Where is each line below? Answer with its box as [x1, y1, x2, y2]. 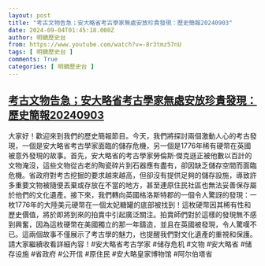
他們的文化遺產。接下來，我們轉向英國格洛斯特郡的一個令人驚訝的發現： [14, 190, 250, 199]
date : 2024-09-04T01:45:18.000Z [8, 26, 114, 34]
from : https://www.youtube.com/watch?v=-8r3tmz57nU [8, 41, 181, 49]
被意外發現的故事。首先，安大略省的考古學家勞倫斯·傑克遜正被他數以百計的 [8, 150, 252, 160]
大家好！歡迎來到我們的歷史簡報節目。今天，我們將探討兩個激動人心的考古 [8, 131, 250, 140]
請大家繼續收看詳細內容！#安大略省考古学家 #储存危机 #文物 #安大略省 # [8, 239, 246, 249]
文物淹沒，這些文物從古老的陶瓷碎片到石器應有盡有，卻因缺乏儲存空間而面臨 [8, 161, 257, 170]
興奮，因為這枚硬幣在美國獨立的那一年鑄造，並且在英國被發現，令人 [14, 220, 237, 229]
